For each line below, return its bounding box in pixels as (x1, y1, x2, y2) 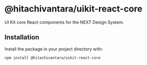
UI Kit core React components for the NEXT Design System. (4, 19, 125, 25)
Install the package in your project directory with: (4, 46, 103, 52)
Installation (4, 33, 39, 41)
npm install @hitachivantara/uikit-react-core (4, 55, 101, 60)
